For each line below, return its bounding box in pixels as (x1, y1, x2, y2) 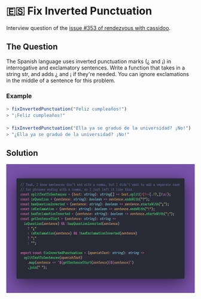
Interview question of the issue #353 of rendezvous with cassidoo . (6, 24, 171, 31)
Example (6, 92, 32, 100)
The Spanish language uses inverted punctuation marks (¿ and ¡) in (6, 58, 172, 65)
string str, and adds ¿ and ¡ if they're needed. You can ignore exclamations (6, 70, 190, 77)
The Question (6, 42, 58, 52)
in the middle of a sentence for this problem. (6, 77, 115, 84)
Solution (6, 148, 38, 158)
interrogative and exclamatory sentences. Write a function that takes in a (6, 64, 185, 71)
